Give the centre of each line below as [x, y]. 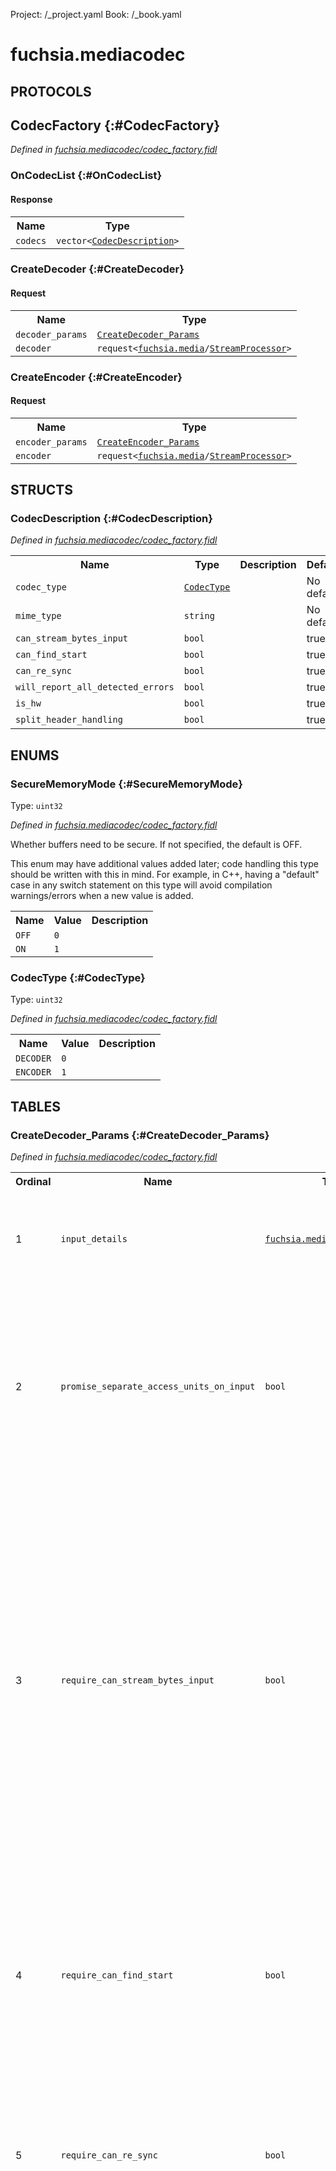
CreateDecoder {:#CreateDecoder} [97, 269]
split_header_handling [69, 720]
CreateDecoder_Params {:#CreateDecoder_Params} [140, 1135]
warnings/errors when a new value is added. [102, 896]
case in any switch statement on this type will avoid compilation [141, 885]
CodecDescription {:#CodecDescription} [111, 519]
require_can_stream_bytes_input [137, 1680]
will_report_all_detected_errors [95, 687]
